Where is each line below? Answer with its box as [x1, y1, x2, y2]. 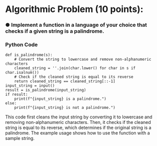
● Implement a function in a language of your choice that [5, 22, 147, 29]
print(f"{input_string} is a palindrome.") [14, 96, 107, 101]
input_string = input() [5, 83, 55, 88]
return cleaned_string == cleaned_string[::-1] [14, 79, 115, 84]
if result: [5, 92, 28, 97]
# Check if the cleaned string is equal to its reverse [14, 74, 134, 80]
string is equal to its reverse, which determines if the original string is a [5, 124, 151, 131]
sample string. [5, 135, 35, 141]
